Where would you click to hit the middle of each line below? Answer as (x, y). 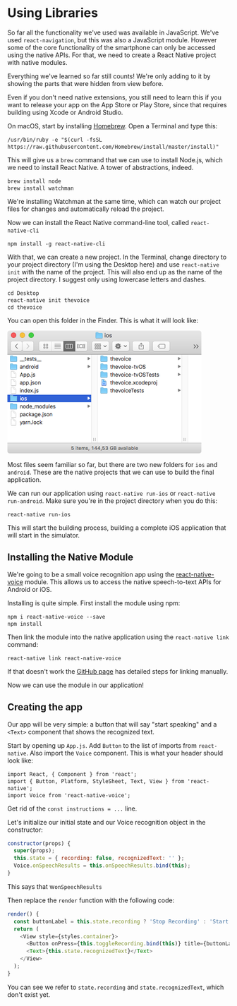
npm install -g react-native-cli (56, 244)
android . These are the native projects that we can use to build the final (111, 472)
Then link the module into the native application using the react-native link (118, 637)
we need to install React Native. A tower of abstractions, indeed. (101, 167)
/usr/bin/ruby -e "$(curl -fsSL (55, 140)
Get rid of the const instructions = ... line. (72, 808)
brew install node (34, 181)
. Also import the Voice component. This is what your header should (124, 753)
